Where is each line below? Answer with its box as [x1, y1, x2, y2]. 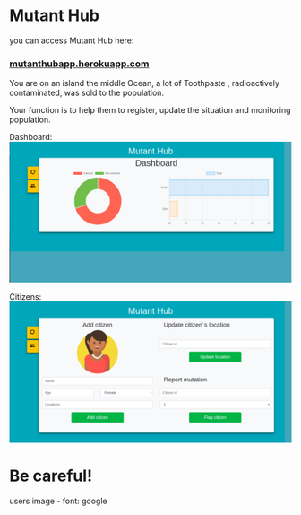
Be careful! [9, 466, 92, 486]
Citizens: [9, 292, 42, 302]
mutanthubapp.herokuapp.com [9, 57, 150, 70]
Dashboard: [9, 132, 53, 143]
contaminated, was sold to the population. [9, 87, 164, 99]
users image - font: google [9, 495, 107, 507]
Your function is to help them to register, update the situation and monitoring [9, 105, 291, 116]
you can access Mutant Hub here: [9, 35, 134, 46]
